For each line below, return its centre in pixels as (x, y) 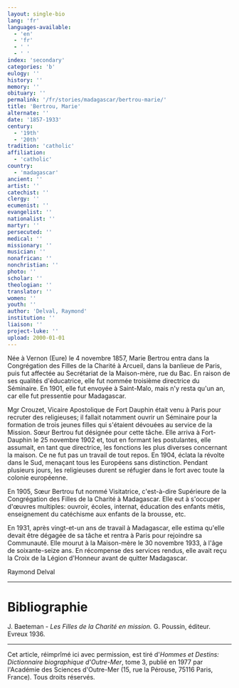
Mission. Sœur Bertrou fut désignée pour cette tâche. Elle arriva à (104, 432)
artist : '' (23, 186)
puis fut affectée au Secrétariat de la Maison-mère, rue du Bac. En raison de (119, 373)
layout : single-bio (36, 14)
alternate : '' (28, 113)
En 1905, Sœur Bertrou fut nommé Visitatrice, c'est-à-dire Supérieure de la (117, 491)
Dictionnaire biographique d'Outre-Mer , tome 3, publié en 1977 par (105, 662)
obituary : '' (27, 93)
